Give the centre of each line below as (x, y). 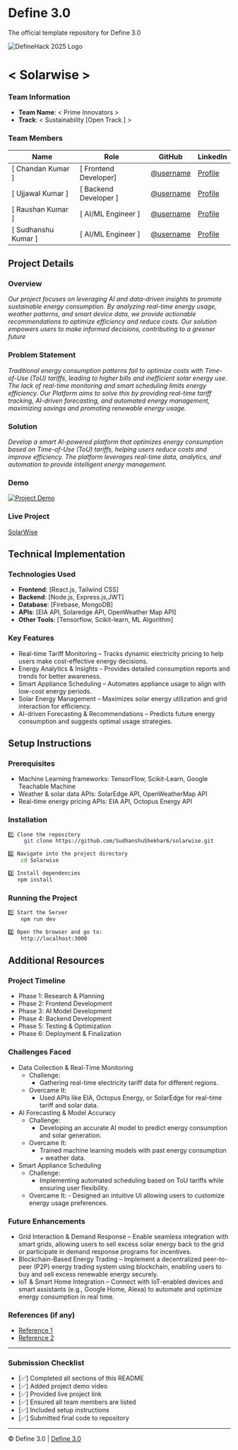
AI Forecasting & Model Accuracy (67, 1112)
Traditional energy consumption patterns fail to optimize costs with (106, 370)
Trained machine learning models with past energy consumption (133, 1150)
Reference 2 (36, 1338)
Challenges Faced (40, 1052)
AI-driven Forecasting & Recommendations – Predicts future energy (117, 713)
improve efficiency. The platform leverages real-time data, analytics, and (115, 457)
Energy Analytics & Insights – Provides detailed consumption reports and (124, 668)
